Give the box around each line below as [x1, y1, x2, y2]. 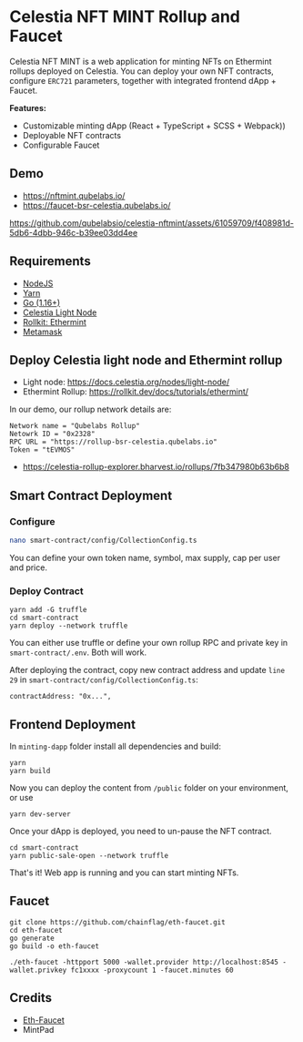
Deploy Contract [9, 585, 84, 598]
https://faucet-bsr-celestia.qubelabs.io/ [22, 199, 171, 210]
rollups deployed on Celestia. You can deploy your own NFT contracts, [9, 66, 275, 77]
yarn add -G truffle [9, 606, 88, 615]
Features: [9, 102, 47, 113]
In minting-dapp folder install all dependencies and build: [9, 741, 221, 752]
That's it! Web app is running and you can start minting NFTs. [9, 867, 239, 878]
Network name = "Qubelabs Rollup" [9, 422, 141, 431]
